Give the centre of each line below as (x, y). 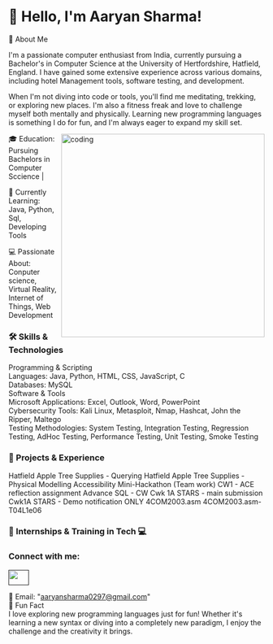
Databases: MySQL (41, 385)
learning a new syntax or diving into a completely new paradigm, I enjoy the (135, 622)
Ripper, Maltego (35, 420)
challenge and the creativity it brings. (71, 631)
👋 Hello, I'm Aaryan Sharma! (105, 17)
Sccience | (26, 176)
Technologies (36, 350)
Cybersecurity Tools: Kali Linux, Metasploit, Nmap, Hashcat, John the (125, 411)
